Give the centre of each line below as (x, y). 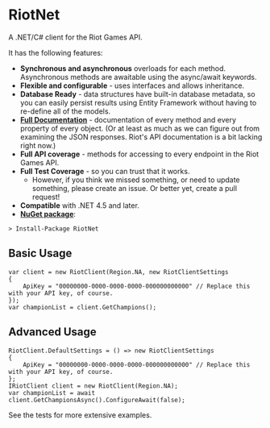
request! (46, 197)
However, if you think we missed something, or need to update (136, 180)
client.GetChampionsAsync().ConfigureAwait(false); (97, 400)
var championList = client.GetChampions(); (83, 307)
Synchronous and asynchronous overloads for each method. (123, 68)
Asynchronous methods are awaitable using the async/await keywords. (138, 77)
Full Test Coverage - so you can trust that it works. (105, 171)
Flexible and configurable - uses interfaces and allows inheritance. (132, 85)
